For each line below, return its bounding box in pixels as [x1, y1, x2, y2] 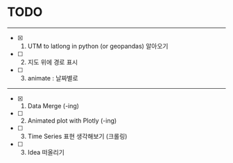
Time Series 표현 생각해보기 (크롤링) [27, 132, 128, 140]
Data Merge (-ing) [27, 101, 80, 110]
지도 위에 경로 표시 [27, 58, 78, 66]
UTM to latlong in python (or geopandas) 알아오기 [27, 42, 169, 50]
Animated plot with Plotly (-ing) [27, 116, 117, 125]
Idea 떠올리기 [27, 148, 64, 156]
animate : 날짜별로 [27, 74, 78, 82]
